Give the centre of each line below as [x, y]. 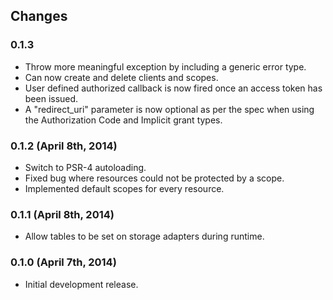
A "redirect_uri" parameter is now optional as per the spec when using [169, 109]
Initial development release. [81, 284]
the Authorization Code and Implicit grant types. [123, 120]
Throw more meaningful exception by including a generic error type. [165, 66]
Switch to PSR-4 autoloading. [85, 167]
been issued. [51, 98]
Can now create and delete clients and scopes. [121, 77]
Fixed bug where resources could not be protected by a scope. [154, 178]
